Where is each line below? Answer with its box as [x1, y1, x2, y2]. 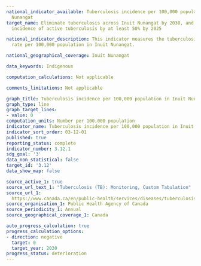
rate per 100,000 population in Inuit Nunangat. [11, 42, 135, 48]
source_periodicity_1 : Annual [6, 207, 82, 213]
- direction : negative [6, 234, 63, 240]
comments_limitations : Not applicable [6, 85, 103, 91]
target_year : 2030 [11, 245, 58, 251]
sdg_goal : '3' [6, 151, 42, 157]
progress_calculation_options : [6, 228, 84, 234]
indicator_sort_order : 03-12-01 [6, 129, 87, 135]
